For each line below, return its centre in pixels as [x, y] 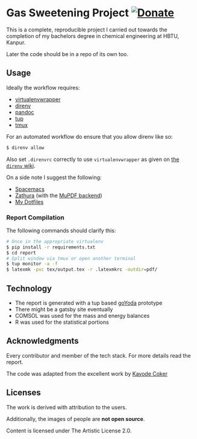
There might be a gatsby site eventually [64, 309]
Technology [29, 289]
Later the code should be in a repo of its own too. [67, 54]
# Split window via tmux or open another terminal [71, 258]
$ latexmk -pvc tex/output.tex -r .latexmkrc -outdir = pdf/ [82, 270]
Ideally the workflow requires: [43, 87]
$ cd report [21, 253]
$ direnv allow [25, 148]
